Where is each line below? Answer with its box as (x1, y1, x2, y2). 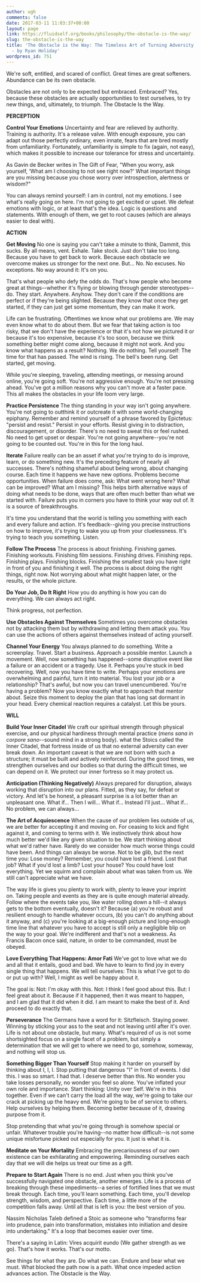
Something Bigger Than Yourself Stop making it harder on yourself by (6, 1060, 181, 1067)
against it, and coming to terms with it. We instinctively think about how (6, 829, 182, 837)
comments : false (6, 14, 47, 20)
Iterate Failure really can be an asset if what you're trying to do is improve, (6, 451, 190, 459)
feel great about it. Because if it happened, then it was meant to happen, (6, 991, 184, 999)
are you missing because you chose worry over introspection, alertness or (6, 173, 190, 181)
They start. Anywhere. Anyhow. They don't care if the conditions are (15, 290, 184, 298)
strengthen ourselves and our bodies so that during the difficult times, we (6, 762, 187, 769)
